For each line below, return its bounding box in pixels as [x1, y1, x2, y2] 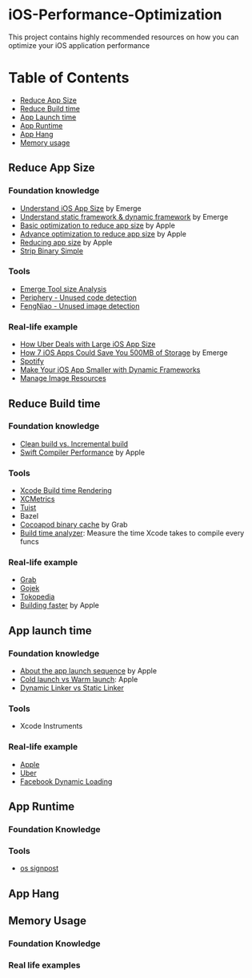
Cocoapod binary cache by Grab [19, 519, 128, 530]
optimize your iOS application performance [8, 40, 150, 50]
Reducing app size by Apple [19, 237, 113, 247]
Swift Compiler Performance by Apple [19, 447, 146, 457]
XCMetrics [19, 495, 55, 504]
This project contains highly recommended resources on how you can [8, 32, 239, 42]
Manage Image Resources [19, 374, 106, 383]
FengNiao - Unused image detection [19, 301, 140, 310]
